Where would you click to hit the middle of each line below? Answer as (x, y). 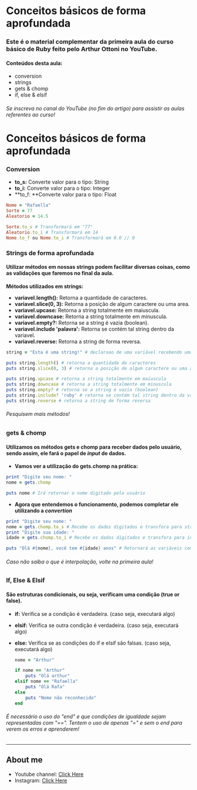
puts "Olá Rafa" (45, 687)
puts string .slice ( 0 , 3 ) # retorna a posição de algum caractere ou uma (97, 368)
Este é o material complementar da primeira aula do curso (90, 42)
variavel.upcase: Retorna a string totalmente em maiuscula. (87, 310)
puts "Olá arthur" (48, 676)
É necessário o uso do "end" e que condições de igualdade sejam (86, 716)
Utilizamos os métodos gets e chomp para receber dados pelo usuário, (94, 447)
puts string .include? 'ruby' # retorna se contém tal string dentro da (95, 395)
